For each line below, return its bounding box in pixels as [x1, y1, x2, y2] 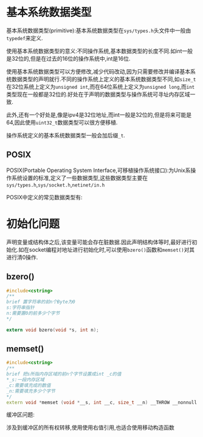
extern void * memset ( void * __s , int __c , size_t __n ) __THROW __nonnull [6, 399, 198, 405]
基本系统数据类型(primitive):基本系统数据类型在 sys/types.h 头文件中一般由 [6, 27, 191, 34]
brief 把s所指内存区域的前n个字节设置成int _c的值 [6, 371, 122, 377]
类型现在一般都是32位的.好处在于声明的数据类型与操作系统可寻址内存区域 [6, 91, 190, 98]
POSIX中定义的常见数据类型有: [6, 193, 83, 201]
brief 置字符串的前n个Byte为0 [6, 299, 76, 305]
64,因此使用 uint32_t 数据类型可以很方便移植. [6, 119, 118, 126]
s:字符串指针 [6, 305, 35, 311]
